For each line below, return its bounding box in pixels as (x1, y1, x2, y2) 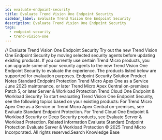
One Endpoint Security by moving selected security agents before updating (5, 52, 156, 58)
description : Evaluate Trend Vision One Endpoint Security (5, 20, 127, 26)
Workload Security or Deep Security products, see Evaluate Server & (5, 114, 142, 120)
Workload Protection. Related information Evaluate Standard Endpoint (5, 119, 144, 125)
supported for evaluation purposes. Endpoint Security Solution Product (5, 73, 147, 79)
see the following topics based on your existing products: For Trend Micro (5, 98, 152, 104)
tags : (5, 25, 16, 30)
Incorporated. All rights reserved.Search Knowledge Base (5, 129, 120, 135)
